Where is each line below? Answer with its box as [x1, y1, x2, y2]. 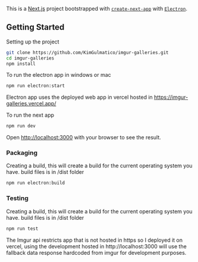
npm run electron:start [6, 83, 65, 89]
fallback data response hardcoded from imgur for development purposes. [6, 249, 187, 256]
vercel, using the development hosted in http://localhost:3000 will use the [6, 242, 187, 249]
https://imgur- [153, 93, 188, 101]
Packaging [6, 149, 37, 157]
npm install [6, 61, 36, 67]
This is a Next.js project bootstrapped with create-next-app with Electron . [6, 5, 187, 12]
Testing [6, 194, 29, 202]
